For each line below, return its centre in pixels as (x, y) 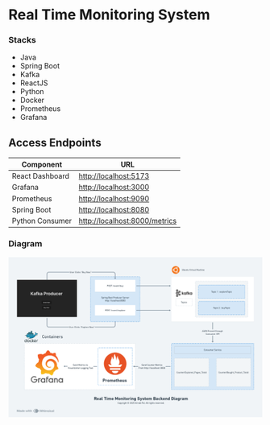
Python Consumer (42, 221)
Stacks (22, 40)
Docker (32, 100)
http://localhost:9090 (114, 198)
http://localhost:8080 (114, 209)
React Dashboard (41, 176)
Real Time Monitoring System (109, 15)
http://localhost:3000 (114, 188)
